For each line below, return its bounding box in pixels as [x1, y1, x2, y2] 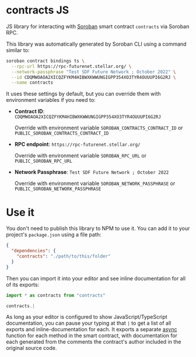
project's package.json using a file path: [6, 231, 101, 238]
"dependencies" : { [11, 248, 57, 254]
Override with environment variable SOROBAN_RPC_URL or [14, 152, 147, 159]
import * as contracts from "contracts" [6, 292, 106, 298]
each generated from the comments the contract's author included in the [6, 338, 181, 345]
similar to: [6, 46, 30, 53]
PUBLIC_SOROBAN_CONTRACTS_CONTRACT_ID [14, 131, 109, 136]
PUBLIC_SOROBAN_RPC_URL [14, 159, 73, 164]
